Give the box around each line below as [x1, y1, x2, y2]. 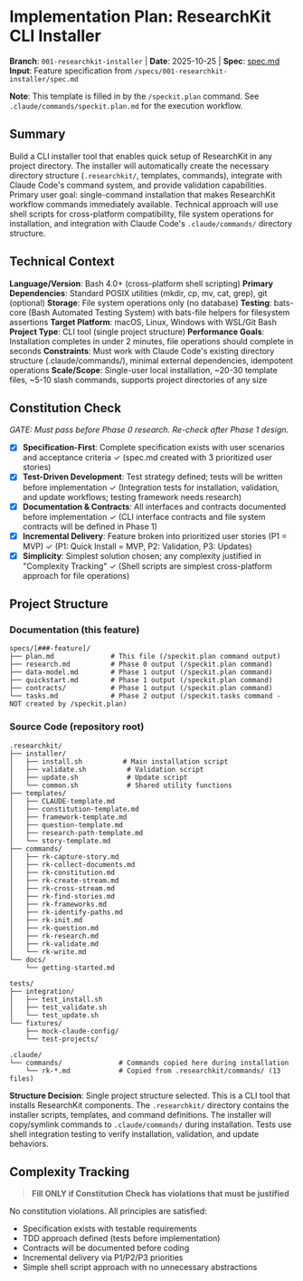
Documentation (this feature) [9, 623, 140, 636]
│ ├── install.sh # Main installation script [9, 756, 229, 766]
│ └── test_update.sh [9, 1010, 99, 1020]
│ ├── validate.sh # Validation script [9, 765, 204, 774]
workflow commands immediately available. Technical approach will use [9, 198, 279, 209]
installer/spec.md [9, 74, 79, 83]
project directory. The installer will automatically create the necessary [9, 160, 270, 171]
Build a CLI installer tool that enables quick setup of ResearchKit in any [9, 150, 273, 161]
